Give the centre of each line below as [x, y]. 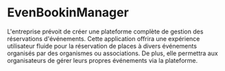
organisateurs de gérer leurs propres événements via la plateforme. [102, 60]
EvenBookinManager [68, 13]
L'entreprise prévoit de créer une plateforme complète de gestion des [105, 31]
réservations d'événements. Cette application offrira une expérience [104, 38]
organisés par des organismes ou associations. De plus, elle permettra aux [113, 53]
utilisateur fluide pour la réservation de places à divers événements [102, 46]
